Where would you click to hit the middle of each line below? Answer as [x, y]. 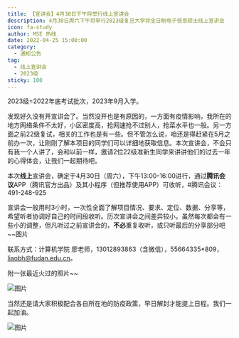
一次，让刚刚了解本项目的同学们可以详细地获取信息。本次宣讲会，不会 [122, 143]
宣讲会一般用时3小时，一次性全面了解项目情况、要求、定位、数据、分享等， [118, 208]
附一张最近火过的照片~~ [43, 273]
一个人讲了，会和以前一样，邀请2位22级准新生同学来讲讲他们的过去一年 [125, 152]
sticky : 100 [25, 80]
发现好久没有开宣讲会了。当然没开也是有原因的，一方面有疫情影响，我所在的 [119, 116]
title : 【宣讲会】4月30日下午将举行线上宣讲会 [68, 14]
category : [22, 47]
